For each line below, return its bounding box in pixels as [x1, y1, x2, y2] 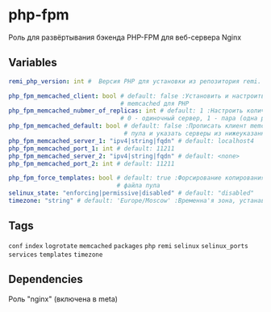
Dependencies [8, 272, 83, 286]
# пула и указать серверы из [123, 129, 222, 137]
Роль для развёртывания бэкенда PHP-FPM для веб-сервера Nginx [8, 32, 242, 42]
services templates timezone [8, 251, 103, 259]
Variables [8, 56, 58, 70]
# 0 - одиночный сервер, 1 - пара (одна [119, 115, 258, 123]
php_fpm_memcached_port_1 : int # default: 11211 [8, 144, 175, 153]
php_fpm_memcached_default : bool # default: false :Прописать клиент [8, 122, 248, 130]
